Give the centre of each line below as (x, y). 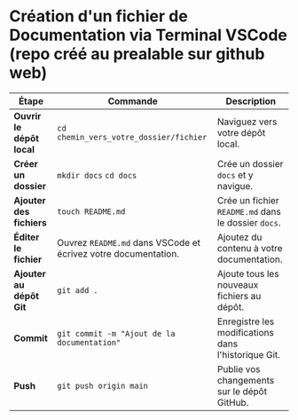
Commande (133, 101)
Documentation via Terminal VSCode (149, 35)
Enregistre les (246, 321)
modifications (246, 332)
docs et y (235, 175)
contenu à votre (250, 248)
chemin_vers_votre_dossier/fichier (132, 137)
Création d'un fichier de (98, 16)
